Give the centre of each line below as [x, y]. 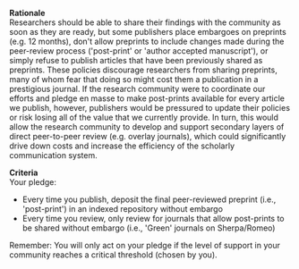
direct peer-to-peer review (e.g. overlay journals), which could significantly [148, 136]
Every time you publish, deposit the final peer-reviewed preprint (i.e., [149, 199]
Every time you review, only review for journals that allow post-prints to [153, 219]
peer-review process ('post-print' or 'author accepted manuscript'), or [139, 51]
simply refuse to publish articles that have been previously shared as [136, 60]
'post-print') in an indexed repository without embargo [123, 209]
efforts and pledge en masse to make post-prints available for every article [147, 98]
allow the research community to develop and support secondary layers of [147, 127]
